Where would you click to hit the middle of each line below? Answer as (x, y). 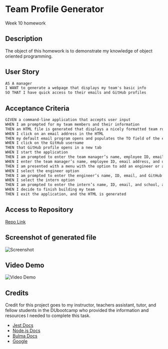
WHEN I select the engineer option (42, 171)
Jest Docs (23, 325)
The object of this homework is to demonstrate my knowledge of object (79, 50)
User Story (22, 72)
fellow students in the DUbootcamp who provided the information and (77, 310)
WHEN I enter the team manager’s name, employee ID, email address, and (82, 161)
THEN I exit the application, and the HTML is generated (66, 194)
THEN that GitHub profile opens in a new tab (53, 148)
